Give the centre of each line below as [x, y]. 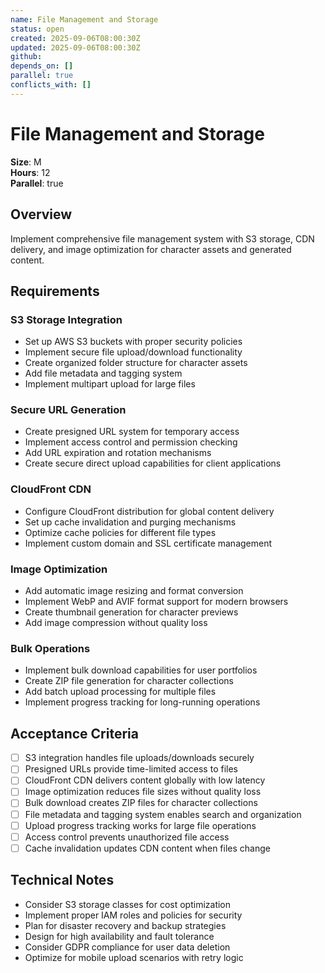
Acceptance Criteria [74, 733]
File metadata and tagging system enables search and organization [163, 814]
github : [26, 57]
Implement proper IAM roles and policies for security [133, 915]
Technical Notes [62, 880]
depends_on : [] [42, 66]
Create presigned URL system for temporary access [132, 432]
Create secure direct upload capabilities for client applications [153, 463]
